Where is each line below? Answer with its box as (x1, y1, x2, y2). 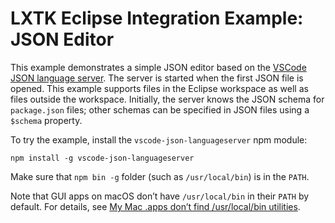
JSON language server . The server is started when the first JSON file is (10, 72, 304, 84)
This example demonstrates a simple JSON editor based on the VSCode (10, 61, 307, 73)
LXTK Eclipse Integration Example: (10, 7, 304, 30)
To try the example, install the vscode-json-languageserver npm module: (10, 133, 308, 146)
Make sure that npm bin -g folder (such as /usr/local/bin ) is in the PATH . (10, 170, 310, 182)
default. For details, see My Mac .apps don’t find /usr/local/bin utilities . (10, 200, 301, 212)
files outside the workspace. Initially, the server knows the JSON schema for (10, 93, 325, 105)
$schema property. (10, 114, 83, 126)
